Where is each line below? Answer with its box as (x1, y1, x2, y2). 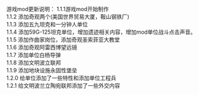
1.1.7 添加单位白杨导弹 (6, 51, 61, 58)
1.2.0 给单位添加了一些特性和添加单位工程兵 (6, 74, 116, 82)
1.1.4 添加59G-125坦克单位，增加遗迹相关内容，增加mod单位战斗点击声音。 (6, 28, 196, 36)
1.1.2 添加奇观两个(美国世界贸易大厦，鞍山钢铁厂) (6, 13, 130, 20)
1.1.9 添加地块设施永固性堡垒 (6, 67, 78, 74)
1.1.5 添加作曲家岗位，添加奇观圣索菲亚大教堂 (6, 36, 121, 43)
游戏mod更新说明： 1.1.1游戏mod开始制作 (6, 6, 109, 12)
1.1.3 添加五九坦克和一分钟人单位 (6, 21, 88, 28)
